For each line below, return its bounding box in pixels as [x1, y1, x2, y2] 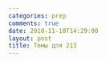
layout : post [8, 34, 52, 43]
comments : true [8, 19, 59, 27]
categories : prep [8, 11, 67, 20]
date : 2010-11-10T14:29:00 [8, 27, 99, 35]
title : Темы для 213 [8, 42, 78, 50]
